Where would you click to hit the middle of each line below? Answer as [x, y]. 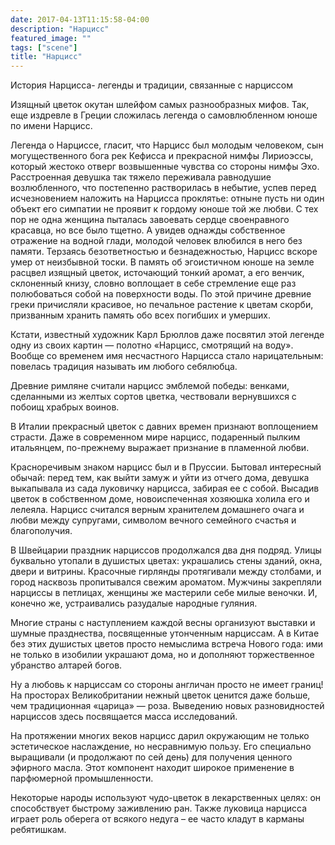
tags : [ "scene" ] [44, 47]
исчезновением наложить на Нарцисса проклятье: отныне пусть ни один [167, 198]
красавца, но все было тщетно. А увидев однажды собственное [148, 230]
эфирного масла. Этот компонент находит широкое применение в [152, 768]
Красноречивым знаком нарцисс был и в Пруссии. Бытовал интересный [166, 467]
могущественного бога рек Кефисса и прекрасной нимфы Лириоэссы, [162, 156]
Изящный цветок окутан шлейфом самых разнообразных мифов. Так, [160, 105]
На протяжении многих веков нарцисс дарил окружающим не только [160, 736]
